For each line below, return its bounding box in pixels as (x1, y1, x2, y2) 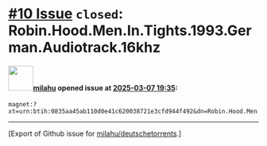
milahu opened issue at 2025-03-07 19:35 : (33, 83, 178, 92)
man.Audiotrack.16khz (8, 39, 161, 56)
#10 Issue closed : (8, 5, 124, 23)
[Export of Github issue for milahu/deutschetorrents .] (8, 129, 182, 139)
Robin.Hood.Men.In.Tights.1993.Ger (8, 21, 252, 40)
